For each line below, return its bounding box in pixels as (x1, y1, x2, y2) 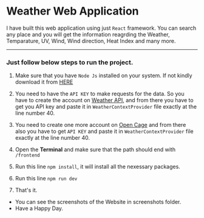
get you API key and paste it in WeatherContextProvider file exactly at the (15, 103, 197, 111)
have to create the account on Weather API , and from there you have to (15, 97, 194, 104)
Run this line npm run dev (15, 175, 78, 182)
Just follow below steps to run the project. (6, 58, 134, 66)
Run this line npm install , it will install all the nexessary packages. (15, 163, 180, 171)
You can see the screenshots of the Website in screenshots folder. (15, 199, 182, 206)
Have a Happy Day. (15, 205, 64, 212)
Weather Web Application (6, 4, 139, 18)
